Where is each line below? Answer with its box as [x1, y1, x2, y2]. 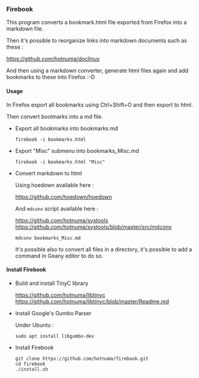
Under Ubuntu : [15, 321, 54, 329]
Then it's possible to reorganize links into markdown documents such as [6, 37, 187, 44]
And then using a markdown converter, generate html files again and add [6, 67, 189, 74]
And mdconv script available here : [15, 205, 99, 212]
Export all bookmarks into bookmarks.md [15, 124, 118, 132]
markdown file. [6, 25, 44, 32]
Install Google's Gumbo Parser [15, 309, 92, 317]
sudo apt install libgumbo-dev [15, 333, 95, 339]
